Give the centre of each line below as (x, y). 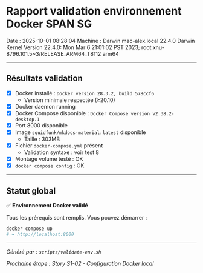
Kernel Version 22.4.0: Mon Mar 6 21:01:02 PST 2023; (73, 47)
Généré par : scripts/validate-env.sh (54, 251)
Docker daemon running (45, 106)
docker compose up (29, 229)
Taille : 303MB (42, 139)
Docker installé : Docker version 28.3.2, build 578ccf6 (85, 93)
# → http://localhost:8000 (40, 234)
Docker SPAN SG (49, 24)
